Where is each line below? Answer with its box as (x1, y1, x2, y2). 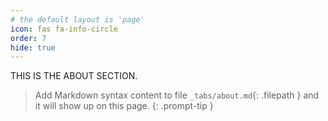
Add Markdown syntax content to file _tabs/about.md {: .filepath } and (34, 89, 320, 101)
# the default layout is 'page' (10, 14, 145, 25)
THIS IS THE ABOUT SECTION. (10, 70, 138, 82)
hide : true (10, 42, 56, 53)
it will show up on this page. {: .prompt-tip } (34, 100, 214, 112)
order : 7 (10, 33, 47, 43)
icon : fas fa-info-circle (10, 24, 118, 34)
